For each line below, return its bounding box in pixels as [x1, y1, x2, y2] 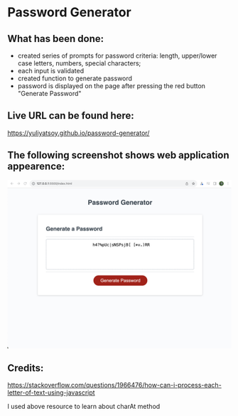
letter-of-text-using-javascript [7, 388, 95, 397]
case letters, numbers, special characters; [17, 59, 141, 68]
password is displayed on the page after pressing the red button [17, 82, 206, 90]
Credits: [7, 362, 44, 374]
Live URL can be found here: [7, 110, 135, 122]
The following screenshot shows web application [7, 149, 229, 161]
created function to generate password [17, 74, 133, 82]
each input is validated [17, 67, 84, 75]
